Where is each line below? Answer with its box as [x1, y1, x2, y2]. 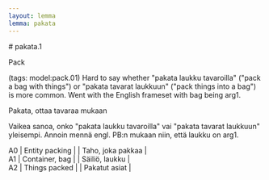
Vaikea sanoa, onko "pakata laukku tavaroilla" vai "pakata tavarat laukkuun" [8, 121, 260, 131]
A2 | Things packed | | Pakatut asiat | [8, 162, 132, 172]
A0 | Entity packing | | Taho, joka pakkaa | [8, 145, 147, 155]
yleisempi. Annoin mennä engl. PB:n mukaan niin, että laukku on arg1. [8, 130, 239, 140]
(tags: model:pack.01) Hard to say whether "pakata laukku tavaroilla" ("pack [8, 73, 261, 82]
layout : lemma [8, 11, 57, 20]
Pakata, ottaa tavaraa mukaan [8, 106, 107, 115]
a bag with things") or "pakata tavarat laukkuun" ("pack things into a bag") [8, 82, 257, 91]
